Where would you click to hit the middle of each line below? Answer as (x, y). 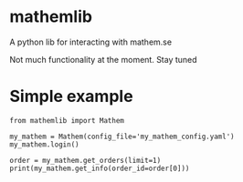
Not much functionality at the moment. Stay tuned (104, 59)
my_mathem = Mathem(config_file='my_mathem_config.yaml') (122, 136)
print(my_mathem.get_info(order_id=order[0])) (100, 168)
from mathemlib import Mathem (67, 120)
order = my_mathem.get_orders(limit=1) (85, 160)
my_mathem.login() (44, 144)
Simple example (72, 96)
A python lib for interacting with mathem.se (90, 42)
